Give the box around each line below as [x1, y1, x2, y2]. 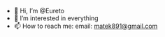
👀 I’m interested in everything [13, 14, 99, 22]
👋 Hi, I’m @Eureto [13, 7, 65, 15]
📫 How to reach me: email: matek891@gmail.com [13, 22, 158, 30]
